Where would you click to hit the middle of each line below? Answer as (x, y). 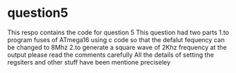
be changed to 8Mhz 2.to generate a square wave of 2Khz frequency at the (117, 47)
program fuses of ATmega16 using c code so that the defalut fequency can (116, 39)
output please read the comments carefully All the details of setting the (111, 55)
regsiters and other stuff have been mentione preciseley (89, 62)
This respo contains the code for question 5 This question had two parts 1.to (118, 32)
